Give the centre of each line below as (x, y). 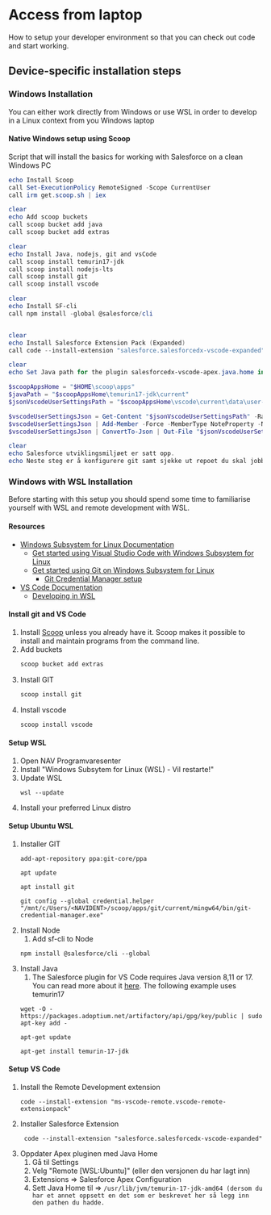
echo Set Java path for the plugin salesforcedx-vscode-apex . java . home (131, 373)
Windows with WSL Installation (71, 482)
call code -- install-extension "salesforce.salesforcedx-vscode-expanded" (137, 350)
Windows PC (30, 165)
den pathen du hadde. (68, 1203)
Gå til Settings (55, 1163)
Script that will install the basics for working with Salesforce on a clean (126, 157)
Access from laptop (75, 15)
